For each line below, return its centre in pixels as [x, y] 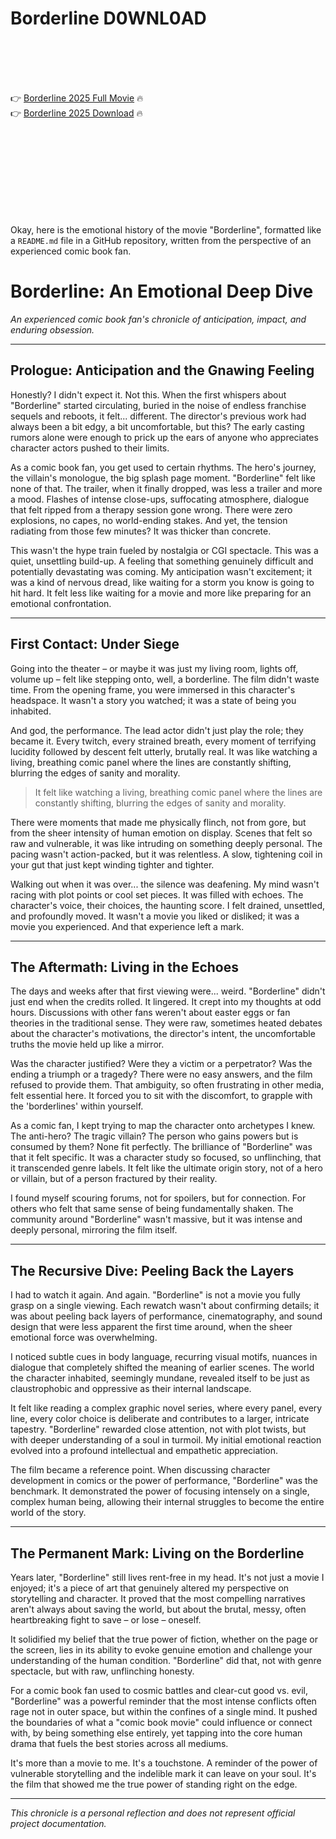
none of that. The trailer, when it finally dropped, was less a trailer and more [166, 488]
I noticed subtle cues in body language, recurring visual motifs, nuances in [164, 1357]
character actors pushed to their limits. [90, 448]
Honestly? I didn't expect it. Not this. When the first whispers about [148, 394]
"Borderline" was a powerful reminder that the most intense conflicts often [163, 1701]
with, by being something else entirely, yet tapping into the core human [156, 1733]
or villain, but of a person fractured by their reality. [114, 1179]
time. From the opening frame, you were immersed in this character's [153, 689]
